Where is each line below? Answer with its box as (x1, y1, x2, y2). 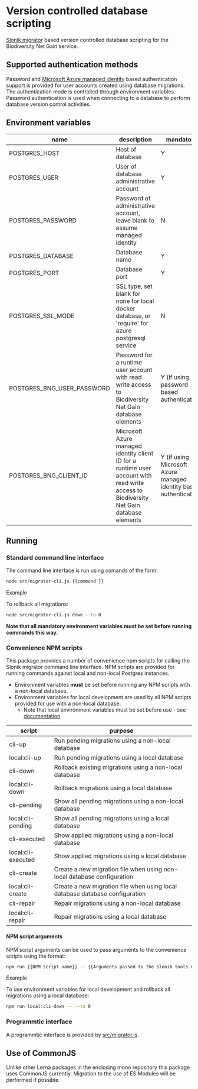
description (118, 135, 152, 143)
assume (115, 224, 138, 232)
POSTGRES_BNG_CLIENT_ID (9, 471, 88, 480)
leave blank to (115, 216, 155, 224)
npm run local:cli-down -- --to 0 (6, 1004, 91, 1010)
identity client (115, 449, 154, 457)
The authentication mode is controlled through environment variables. (6, 88, 176, 95)
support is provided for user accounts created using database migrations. (6, 82, 185, 89)
